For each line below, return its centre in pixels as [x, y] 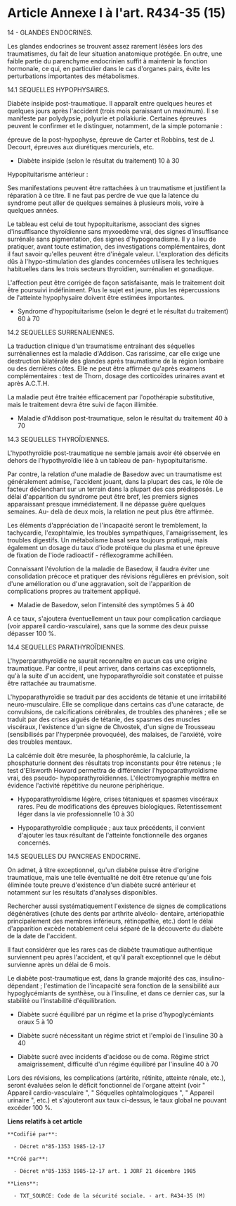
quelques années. [33, 210]
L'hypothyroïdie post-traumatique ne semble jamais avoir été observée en [114, 453]
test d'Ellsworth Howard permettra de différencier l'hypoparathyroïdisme [112, 770]
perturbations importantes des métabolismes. [73, 76]
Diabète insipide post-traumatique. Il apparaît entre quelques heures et [110, 103]
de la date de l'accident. [42, 935]
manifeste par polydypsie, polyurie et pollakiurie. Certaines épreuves [107, 118]
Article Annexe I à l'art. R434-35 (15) [117, 13]
